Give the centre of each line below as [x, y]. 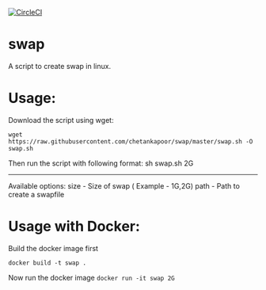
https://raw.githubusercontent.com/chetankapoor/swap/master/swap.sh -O [131, 141]
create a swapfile [36, 194]
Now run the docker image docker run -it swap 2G [92, 277]
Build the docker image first [53, 248]
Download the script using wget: [61, 120]
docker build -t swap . [47, 263]
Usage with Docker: [74, 227]
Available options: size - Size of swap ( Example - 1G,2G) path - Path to [124, 185]
